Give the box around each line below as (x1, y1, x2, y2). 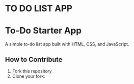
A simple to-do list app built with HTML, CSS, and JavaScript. (5, 41, 129, 47)
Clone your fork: (12, 73, 46, 79)
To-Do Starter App (5, 25, 82, 36)
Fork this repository (12, 68, 52, 74)
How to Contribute (5, 55, 63, 64)
